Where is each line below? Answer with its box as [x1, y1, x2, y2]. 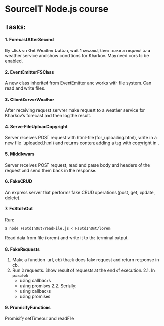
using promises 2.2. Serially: [19, 283, 77, 289]
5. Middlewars [5, 151, 35, 157]
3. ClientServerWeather [5, 97, 55, 102]
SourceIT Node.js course [5, 3, 109, 15]
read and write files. [5, 85, 46, 91]
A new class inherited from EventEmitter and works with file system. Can [5, 80, 152, 86]
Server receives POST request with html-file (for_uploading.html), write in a [5, 135, 157, 141]
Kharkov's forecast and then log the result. [5, 113, 92, 119]
